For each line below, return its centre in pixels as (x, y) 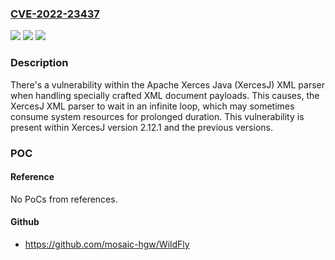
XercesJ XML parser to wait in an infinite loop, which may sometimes (152, 106)
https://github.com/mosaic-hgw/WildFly (107, 244)
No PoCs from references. (64, 199)
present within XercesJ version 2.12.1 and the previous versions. (141, 127)
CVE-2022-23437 (55, 14)
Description (39, 63)
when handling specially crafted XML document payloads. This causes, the (165, 95)
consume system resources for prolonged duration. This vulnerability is (157, 116)
